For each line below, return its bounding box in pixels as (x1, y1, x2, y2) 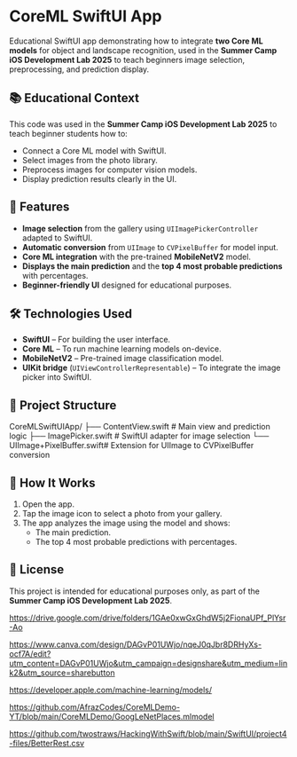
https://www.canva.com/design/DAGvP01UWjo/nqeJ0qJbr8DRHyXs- (9, 639, 262, 650)
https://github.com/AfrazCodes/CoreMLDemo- (9, 701, 180, 712)
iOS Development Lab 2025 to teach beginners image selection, (9, 54, 246, 65)
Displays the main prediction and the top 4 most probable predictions (21, 260, 283, 272)
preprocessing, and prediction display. (9, 64, 150, 75)
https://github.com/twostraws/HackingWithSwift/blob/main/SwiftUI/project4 (9, 728, 287, 738)
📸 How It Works (9, 475, 96, 490)
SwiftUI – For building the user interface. (21, 335, 171, 345)
